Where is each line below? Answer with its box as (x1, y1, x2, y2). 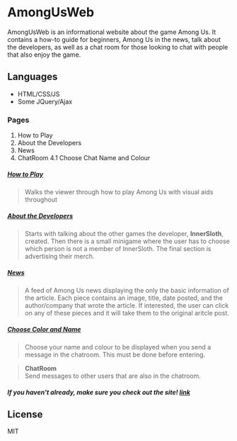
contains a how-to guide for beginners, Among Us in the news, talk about (7, 35, 221, 43)
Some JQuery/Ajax (17, 97, 73, 106)
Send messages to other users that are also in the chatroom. (24, 372, 202, 380)
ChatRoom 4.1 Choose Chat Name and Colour (17, 154, 151, 162)
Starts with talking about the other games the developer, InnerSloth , (24, 229, 224, 238)
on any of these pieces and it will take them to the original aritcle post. (24, 308, 230, 317)
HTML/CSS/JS (17, 89, 60, 98)
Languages (7, 71, 58, 83)
